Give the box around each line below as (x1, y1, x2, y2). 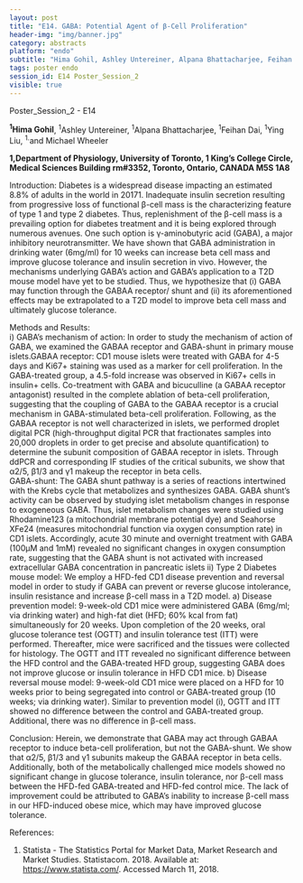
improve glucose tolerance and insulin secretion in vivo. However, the (9, 256, 268, 267)
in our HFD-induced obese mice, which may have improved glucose (9, 800, 262, 811)
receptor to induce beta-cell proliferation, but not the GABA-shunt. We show (9, 742, 292, 753)
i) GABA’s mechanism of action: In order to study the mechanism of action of (9, 331, 293, 342)
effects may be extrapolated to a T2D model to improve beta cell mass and (9, 294, 287, 305)
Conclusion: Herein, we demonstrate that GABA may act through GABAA (9, 732, 278, 743)
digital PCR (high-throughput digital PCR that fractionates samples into (9, 427, 272, 438)
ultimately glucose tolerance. (9, 304, 117, 315)
